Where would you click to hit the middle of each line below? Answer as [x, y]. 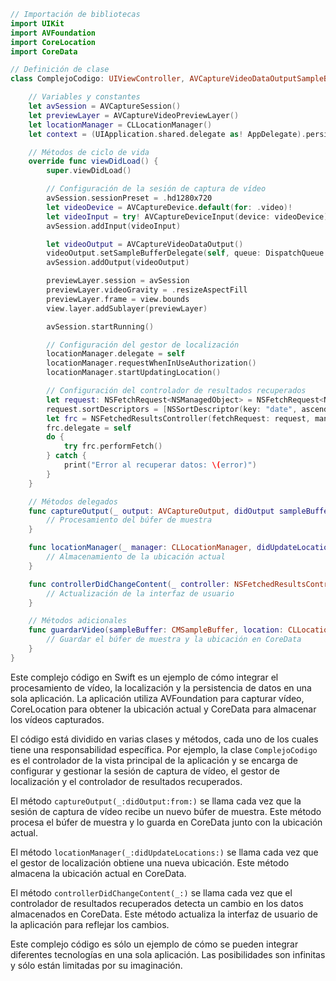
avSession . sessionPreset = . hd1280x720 [129, 198]
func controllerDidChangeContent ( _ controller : [129, 584]
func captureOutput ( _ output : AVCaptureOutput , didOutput [151, 511]
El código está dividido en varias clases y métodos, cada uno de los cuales [164, 739]
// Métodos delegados [73, 501]
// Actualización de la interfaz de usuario [140, 593]
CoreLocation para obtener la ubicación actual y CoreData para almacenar [163, 709]
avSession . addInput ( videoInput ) [114, 226]
